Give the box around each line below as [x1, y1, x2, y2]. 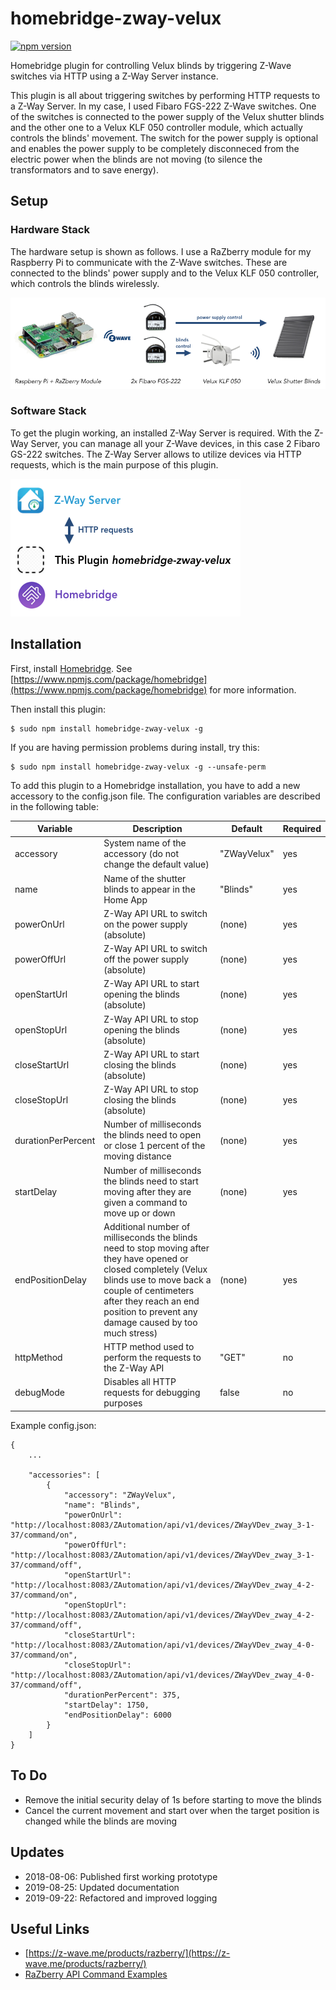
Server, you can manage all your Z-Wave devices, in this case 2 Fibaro [30, 437, 321, 449]
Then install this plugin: [10, 703, 107, 715]
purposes [103, 1397, 143, 1409]
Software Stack [10, 404, 87, 418]
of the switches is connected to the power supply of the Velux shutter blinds [10, 110, 325, 122]
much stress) [103, 1327, 158, 1339]
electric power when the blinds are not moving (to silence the [10, 153, 263, 165]
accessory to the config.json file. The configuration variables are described [10, 790, 321, 802]
